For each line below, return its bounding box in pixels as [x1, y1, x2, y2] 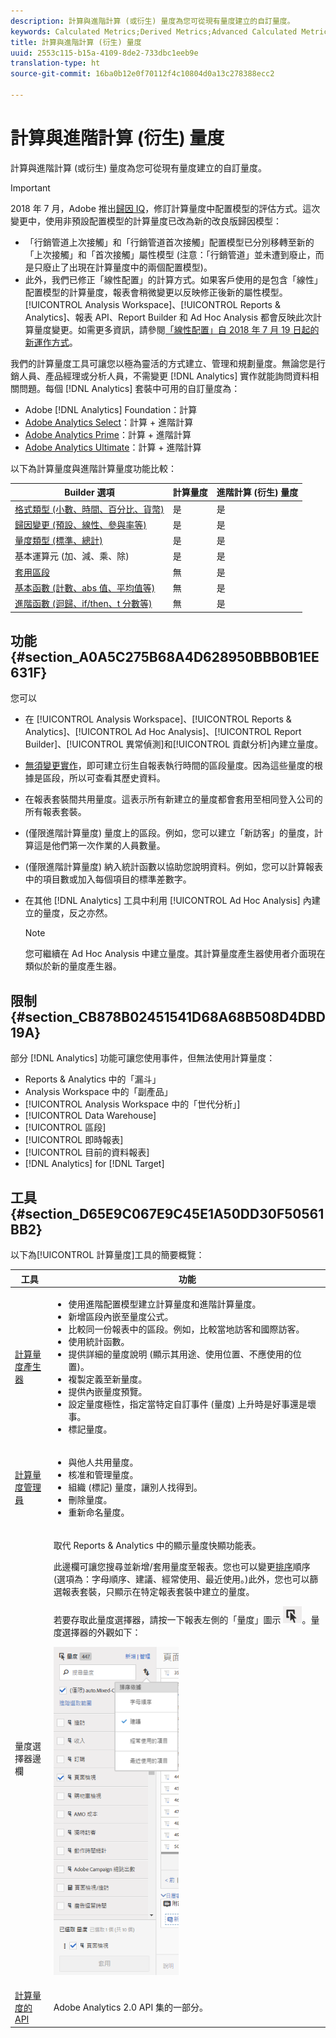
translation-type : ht [10, 58, 101, 69]
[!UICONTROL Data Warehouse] [24, 1110, 157, 1122]
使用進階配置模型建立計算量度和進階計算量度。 [68, 1298, 262, 1310]
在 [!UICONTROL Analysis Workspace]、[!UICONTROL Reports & [24, 713, 292, 725]
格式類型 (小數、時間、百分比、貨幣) [14, 503, 165, 515]
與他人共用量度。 [68, 1456, 139, 1468]
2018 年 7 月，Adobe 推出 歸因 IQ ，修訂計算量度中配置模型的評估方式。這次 [10, 202, 321, 214]
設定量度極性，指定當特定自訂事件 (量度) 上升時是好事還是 [68, 1398, 308, 1410]
